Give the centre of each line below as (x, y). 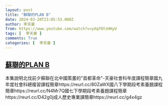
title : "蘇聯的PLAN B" (28, 15)
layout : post (19, 10)
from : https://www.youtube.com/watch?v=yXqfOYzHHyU (61, 29)
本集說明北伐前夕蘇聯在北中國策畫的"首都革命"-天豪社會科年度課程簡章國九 (84, 78)
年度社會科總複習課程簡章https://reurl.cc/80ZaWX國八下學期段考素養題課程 (84, 84)
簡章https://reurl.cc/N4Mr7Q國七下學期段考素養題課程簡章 (66, 91)
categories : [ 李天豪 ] (30, 43)
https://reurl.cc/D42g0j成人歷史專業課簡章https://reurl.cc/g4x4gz (74, 97)
